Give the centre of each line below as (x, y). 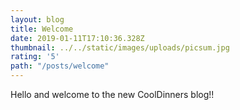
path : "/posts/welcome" (60, 66)
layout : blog (37, 19)
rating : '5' (35, 57)
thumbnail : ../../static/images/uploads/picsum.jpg (120, 47)
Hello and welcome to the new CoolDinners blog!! (112, 94)
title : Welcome (42, 29)
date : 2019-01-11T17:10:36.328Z (77, 38)
